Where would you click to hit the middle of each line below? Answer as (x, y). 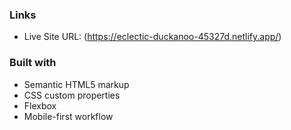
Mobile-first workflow (68, 116)
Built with (33, 63)
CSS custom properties (72, 95)
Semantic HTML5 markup (76, 84)
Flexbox (40, 105)
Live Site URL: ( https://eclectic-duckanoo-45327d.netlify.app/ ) (152, 37)
